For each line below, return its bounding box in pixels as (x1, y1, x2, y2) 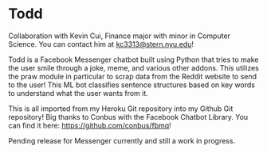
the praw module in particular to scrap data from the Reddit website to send (8, 71, 257, 81)
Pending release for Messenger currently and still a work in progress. (8, 136, 236, 145)
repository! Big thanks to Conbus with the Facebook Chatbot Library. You (8, 112, 249, 121)
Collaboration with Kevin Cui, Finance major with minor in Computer (8, 31, 231, 40)
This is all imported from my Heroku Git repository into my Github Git (8, 104, 234, 113)
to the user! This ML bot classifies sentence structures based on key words (8, 80, 255, 90)
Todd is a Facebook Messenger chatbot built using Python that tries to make (8, 55, 259, 64)
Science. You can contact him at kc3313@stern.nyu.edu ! (8, 39, 194, 48)
